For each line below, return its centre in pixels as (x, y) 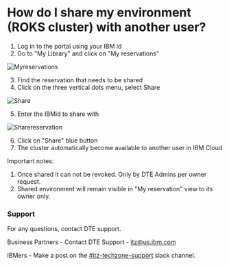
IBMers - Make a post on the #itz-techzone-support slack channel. (101, 256)
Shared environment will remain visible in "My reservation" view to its (115, 189)
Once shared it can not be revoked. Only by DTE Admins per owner (112, 174)
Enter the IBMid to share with (58, 114)
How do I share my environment (99, 13)
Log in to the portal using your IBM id (69, 46)
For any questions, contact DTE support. (64, 229)
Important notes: (31, 161)
